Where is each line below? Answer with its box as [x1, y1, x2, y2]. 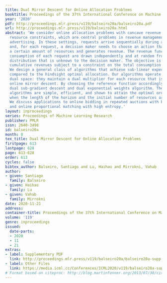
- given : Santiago [5, 173, 43, 179]
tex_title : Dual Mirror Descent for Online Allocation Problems [5, 137, 141, 141]
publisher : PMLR [5, 118, 39, 123]
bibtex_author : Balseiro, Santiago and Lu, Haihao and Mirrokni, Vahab [5, 164, 157, 169]
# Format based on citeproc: [5, 270, 66, 276]
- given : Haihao [5, 183, 39, 188]
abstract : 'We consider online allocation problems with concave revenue [5, 30, 162, 35]
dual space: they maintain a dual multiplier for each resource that [9, 76, 157, 81]
